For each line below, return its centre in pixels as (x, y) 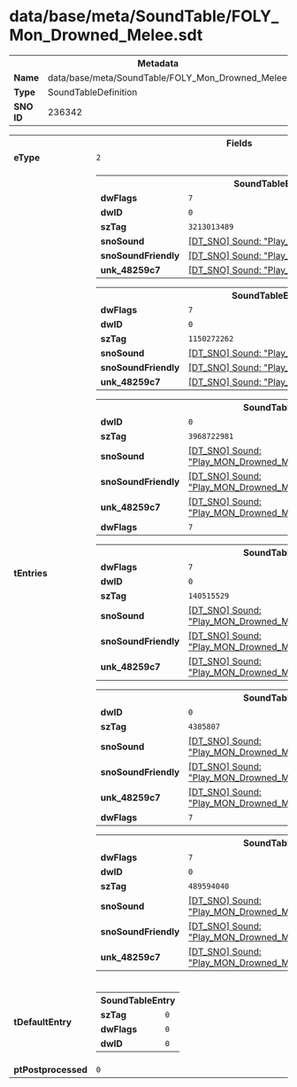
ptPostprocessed (51, 1069)
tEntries (30, 573)
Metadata (158, 63)
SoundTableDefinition (92, 92)
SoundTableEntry (138, 1000)
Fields (240, 143)
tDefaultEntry (43, 1021)
